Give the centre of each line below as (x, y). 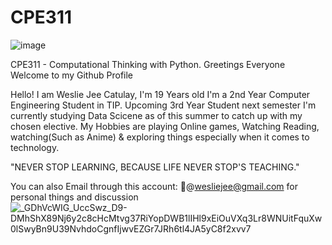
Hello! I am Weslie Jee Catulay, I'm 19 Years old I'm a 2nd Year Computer (160, 94)
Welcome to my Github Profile (72, 75)
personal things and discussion (74, 197)
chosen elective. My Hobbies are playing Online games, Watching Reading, (165, 126)
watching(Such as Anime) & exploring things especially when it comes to (160, 137)
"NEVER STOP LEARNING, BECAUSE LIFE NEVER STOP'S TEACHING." (155, 167)
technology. (35, 147)
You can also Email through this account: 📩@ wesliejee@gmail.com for (154, 186)
